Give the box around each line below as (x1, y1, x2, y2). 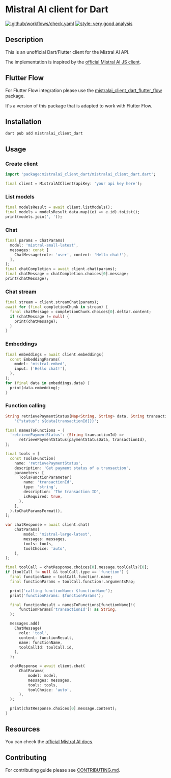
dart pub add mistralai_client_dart (5, 131, 83, 136)
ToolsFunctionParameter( (18, 475, 72, 480)
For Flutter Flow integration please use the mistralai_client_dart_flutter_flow (5, 87, 162, 93)
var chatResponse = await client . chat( (5, 522, 90, 527)
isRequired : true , (23, 494, 63, 499)
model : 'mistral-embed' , (14, 362, 67, 367)
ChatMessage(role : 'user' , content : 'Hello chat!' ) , (14, 252, 129, 257)
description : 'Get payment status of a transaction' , (14, 465, 131, 471)
